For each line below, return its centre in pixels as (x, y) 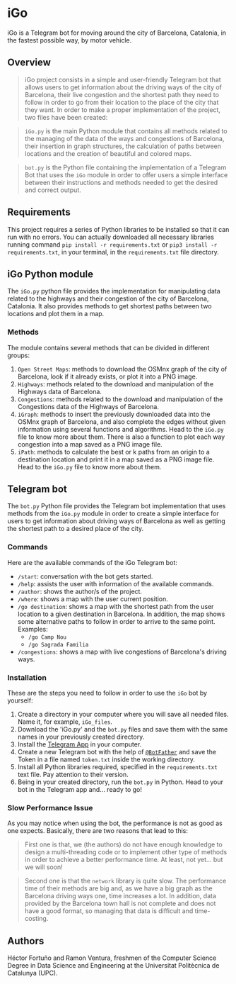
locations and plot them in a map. (56, 314)
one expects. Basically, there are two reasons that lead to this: (98, 831)
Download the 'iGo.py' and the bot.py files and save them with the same (123, 729)
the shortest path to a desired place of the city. (76, 529)
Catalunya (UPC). (33, 973)
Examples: (33, 629)
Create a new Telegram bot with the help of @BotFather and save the (117, 752)
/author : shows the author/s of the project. (80, 591)
